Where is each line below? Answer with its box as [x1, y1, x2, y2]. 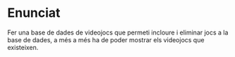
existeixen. [7, 43, 39, 51]
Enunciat [7, 5, 61, 21]
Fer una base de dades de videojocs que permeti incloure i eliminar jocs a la [7, 28, 229, 37]
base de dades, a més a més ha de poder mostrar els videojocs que [7, 35, 205, 44]
